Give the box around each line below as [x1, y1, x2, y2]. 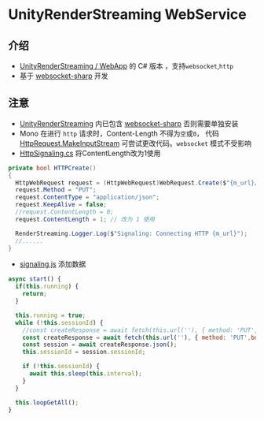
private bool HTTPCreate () [8, 164, 97, 172]
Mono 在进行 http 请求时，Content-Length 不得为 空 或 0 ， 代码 [19, 129, 220, 138]
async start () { [8, 275, 61, 283]
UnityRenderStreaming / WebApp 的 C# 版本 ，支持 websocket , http [19, 61, 234, 70]
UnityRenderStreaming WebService [8, 6, 247, 24]
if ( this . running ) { [15, 282, 79, 291]
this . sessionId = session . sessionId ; [22, 348, 146, 356]
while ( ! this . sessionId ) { [15, 319, 104, 326]
